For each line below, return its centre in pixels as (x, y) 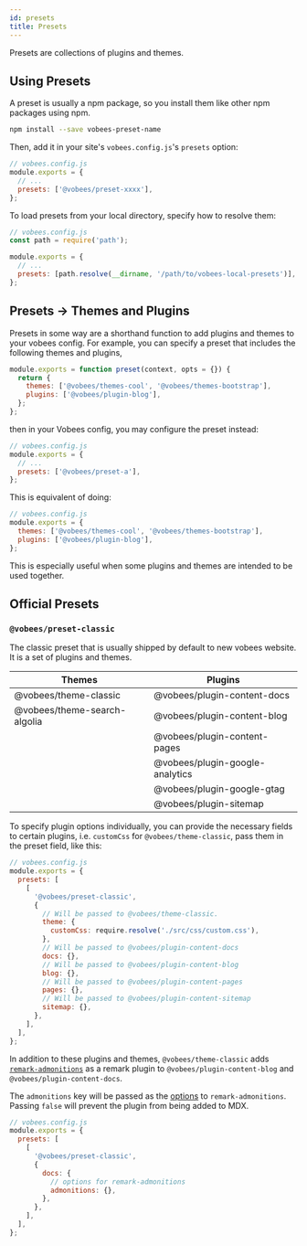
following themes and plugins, (66, 352)
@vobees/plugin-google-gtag (219, 789)
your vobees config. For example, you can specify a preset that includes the (153, 343)
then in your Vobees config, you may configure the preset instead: (134, 429)
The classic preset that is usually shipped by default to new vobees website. (153, 648)
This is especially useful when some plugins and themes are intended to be (151, 565)
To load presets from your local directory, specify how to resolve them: (143, 215)
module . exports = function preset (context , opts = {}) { (120, 369)
